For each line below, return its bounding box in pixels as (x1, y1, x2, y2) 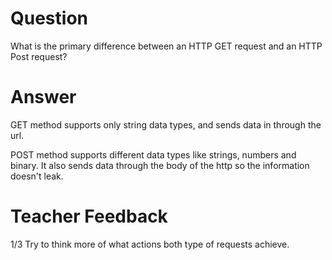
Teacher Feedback (10, 205, 168, 228)
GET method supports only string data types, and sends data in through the (10, 118, 322, 131)
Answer (10, 86, 77, 109)
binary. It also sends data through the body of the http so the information (10, 159, 310, 171)
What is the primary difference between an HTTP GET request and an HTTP (10, 40, 323, 52)
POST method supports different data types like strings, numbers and (10, 148, 297, 161)
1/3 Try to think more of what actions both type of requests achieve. (10, 238, 290, 250)
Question (10, 7, 88, 30)
